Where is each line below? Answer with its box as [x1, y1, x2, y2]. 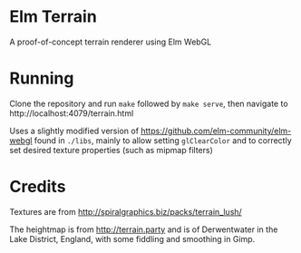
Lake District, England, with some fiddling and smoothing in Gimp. [9, 233, 256, 244]
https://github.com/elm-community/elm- [140, 125, 292, 136]
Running [9, 68, 74, 89]
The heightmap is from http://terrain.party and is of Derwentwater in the [9, 224, 278, 235]
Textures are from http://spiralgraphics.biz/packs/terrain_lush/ [9, 206, 242, 217]
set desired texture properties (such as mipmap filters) [9, 144, 213, 155]
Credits [9, 177, 66, 197]
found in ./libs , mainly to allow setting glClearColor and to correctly [34, 134, 292, 146]
